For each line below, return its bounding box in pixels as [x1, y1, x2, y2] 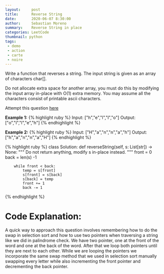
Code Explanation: [5, 211, 82, 222]
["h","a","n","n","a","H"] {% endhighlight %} [5, 135, 92, 140]
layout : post [5, 7, 41, 12]
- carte [7, 52, 23, 58]
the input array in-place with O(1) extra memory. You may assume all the [5, 91, 151, 96]
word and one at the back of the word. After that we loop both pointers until [5, 243, 158, 249]
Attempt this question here [5, 105, 59, 111]
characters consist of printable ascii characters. [5, 96, 102, 102]
